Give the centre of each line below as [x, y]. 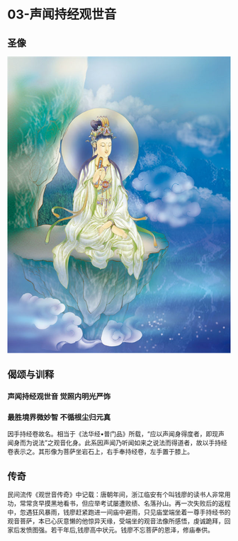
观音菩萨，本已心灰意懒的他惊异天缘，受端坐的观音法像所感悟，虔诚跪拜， [116, 521]
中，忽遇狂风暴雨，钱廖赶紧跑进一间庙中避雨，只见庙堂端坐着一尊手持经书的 [119, 512]
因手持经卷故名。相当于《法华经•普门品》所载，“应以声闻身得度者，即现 [113, 434]
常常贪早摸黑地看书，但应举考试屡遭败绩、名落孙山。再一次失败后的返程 [125, 503]
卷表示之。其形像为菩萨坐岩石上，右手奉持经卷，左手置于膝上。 [100, 452]
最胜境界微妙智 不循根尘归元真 [59, 417]
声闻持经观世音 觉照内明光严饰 [59, 397]
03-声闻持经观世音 [62, 15]
